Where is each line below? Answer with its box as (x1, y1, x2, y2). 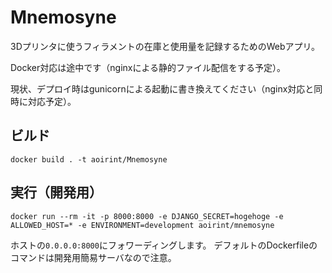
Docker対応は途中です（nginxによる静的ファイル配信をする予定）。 (10, 61, 287, 73)
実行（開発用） (10, 184, 103, 201)
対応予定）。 (27, 95, 77, 107)
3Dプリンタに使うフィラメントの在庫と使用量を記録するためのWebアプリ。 (10, 40, 321, 52)
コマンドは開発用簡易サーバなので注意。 (10, 251, 177, 263)
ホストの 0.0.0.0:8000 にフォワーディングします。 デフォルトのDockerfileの (10, 239, 318, 251)
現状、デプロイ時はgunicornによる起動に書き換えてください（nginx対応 (10, 82, 306, 95)
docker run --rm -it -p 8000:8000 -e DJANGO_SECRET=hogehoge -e (10, 211, 284, 221)
